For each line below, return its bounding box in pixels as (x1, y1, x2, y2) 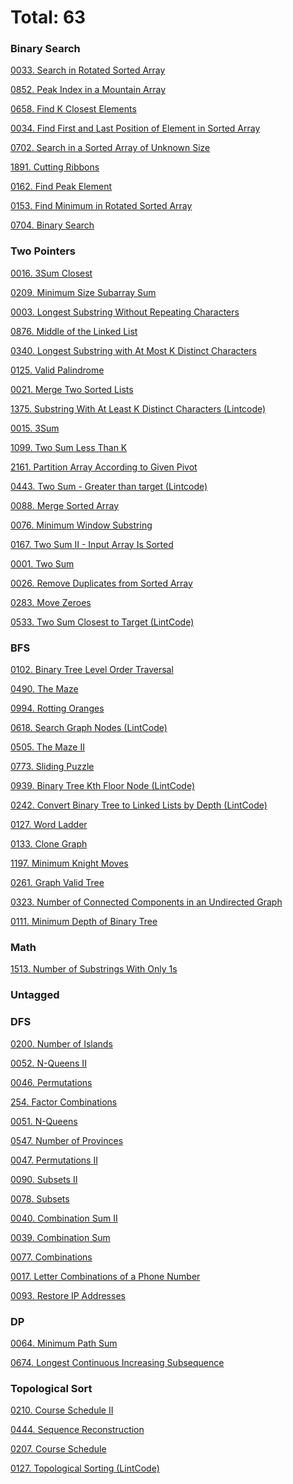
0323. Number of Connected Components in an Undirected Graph (10, 896, 283, 908)
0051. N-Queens (10, 1115, 78, 1127)
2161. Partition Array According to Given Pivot (10, 461, 198, 473)
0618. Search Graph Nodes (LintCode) (10, 722, 168, 734)
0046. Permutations (10, 1076, 93, 1088)
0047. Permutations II (10, 1154, 98, 1166)
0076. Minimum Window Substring (10, 519, 153, 531)
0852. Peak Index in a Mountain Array (10, 84, 167, 96)
